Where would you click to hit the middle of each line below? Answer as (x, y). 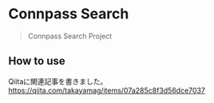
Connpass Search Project (70, 36)
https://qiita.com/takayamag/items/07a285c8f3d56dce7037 (107, 90)
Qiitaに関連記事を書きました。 (58, 81)
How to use (37, 61)
